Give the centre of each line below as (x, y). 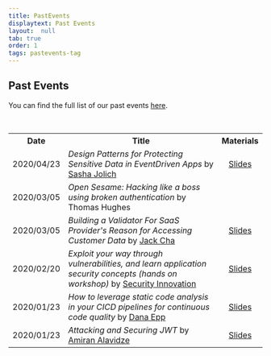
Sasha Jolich (92, 174)
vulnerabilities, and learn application (138, 263)
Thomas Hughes (100, 207)
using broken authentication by (127, 197)
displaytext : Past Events (52, 23)
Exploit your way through (116, 253)
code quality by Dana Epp (117, 317)
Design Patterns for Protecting (126, 154)
